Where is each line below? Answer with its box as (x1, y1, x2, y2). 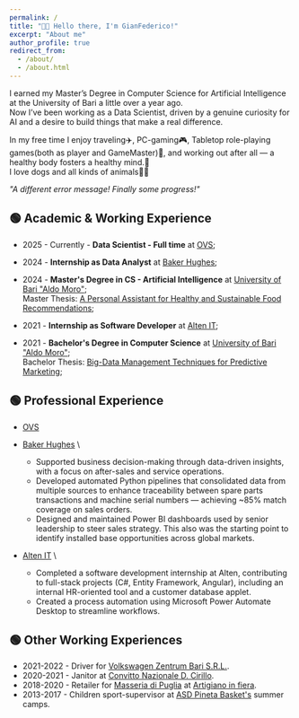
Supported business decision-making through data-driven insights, (35, 456, 285, 467)
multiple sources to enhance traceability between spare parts (35, 485, 263, 495)
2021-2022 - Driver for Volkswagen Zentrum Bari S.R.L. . (22, 661, 230, 671)
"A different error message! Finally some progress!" (9, 183, 200, 194)
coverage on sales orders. (35, 503, 133, 514)
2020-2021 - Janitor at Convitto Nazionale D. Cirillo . (22, 670, 215, 681)
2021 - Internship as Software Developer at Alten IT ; (22, 320, 219, 330)
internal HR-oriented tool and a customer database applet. (35, 586, 251, 597)
